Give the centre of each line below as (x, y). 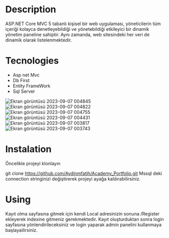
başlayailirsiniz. (22, 230)
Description (31, 9)
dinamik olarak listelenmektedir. (39, 40)
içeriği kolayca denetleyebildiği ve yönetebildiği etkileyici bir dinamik (77, 29)
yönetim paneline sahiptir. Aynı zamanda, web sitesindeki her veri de (78, 34)
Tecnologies (32, 61)
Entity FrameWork (31, 86)
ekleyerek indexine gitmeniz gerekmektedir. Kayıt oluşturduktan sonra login (84, 219)
